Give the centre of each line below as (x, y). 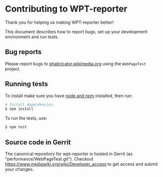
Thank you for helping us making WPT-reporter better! (59, 22)
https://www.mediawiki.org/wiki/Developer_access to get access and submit (81, 164)
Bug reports (24, 52)
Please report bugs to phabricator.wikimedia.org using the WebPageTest (76, 63)
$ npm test (16, 127)
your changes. (19, 169)
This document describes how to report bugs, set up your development (76, 31)
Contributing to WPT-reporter (66, 9)
